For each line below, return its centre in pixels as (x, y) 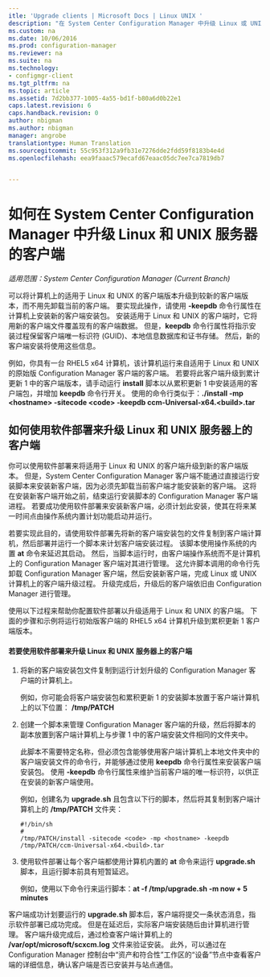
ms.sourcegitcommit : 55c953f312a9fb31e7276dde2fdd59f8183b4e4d (117, 151)
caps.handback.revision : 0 (53, 114)
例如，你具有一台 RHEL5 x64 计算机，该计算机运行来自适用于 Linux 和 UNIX (134, 363)
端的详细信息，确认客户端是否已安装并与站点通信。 (93, 965)
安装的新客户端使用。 (62, 782)
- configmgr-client (41, 76)
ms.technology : (34, 68)
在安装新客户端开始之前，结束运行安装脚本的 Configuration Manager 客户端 (133, 496)
